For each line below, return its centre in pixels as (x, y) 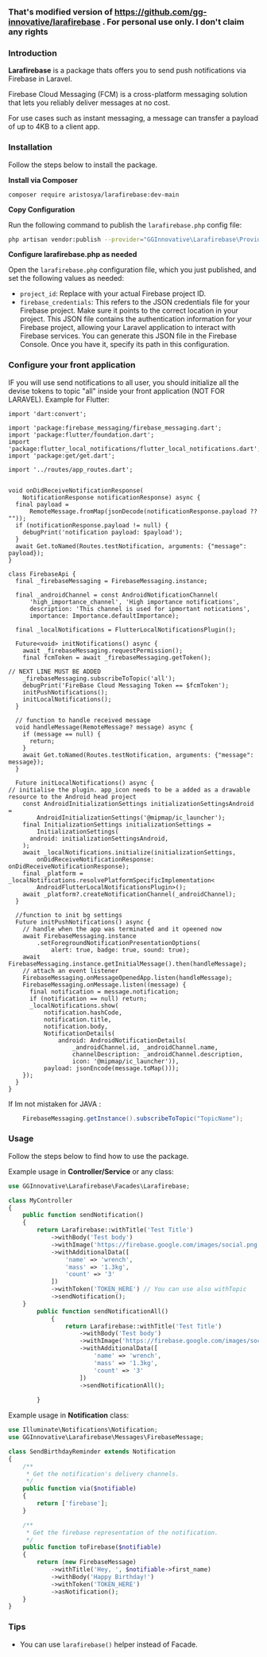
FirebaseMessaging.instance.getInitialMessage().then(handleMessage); (128, 964)
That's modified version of (60, 12)
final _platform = (53, 873)
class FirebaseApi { (43, 574)
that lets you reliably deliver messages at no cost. (89, 103)
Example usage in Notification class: (69, 1415)
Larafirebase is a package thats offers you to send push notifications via (127, 71)
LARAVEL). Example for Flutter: (59, 399)
